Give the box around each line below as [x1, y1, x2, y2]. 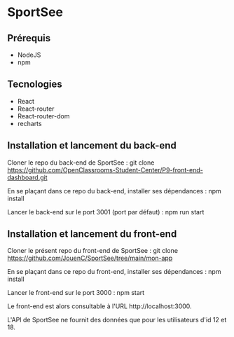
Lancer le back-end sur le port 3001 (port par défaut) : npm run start [7, 207, 205, 216]
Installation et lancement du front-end [7, 228, 177, 240]
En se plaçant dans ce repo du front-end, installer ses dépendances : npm [7, 268, 221, 276]
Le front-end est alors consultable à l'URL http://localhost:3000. [7, 302, 192, 310]
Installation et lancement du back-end [7, 139, 177, 151]
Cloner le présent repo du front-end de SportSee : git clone [7, 247, 179, 255]
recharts [17, 119, 42, 128]
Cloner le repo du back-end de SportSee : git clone [7, 158, 155, 167]
